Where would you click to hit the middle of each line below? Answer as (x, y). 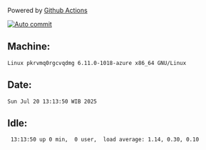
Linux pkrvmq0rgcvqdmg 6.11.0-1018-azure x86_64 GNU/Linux (97, 63)
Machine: (29, 47)
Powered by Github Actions (47, 10)
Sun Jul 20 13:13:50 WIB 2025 (52, 101)
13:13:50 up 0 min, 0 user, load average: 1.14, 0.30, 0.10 (105, 140)
